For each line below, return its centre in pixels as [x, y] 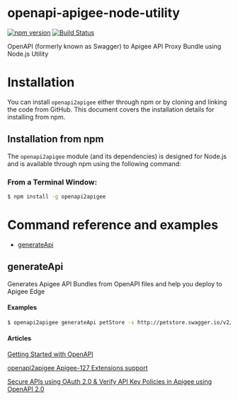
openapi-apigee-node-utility [94, 13]
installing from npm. [36, 117]
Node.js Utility [28, 54]
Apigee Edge [26, 291]
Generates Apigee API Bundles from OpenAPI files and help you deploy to [115, 283]
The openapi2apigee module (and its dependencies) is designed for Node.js [117, 156]
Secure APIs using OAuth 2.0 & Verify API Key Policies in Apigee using [110, 381]
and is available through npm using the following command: [94, 163]
